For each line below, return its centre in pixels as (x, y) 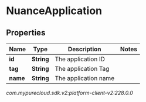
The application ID (80, 59)
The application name (85, 78)
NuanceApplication (54, 11)
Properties (26, 33)
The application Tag (82, 69)
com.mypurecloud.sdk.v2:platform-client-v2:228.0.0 (70, 93)
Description (84, 49)
